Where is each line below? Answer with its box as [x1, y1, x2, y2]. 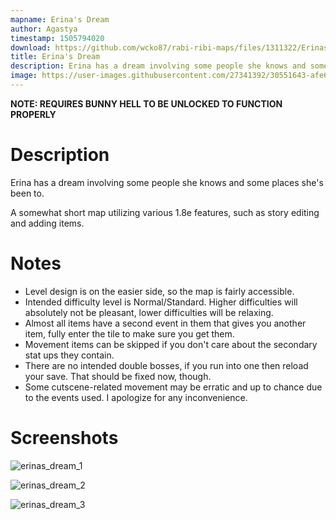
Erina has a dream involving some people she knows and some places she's [10, 176, 324, 188]
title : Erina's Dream [10, 52, 101, 62]
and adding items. [10, 217, 85, 229]
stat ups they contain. [24, 349, 115, 361]
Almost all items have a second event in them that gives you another [24, 317, 307, 329]
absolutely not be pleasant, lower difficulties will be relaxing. [24, 306, 274, 318]
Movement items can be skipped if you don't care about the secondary [24, 338, 318, 350]
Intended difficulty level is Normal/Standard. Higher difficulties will [24, 296, 298, 308]
